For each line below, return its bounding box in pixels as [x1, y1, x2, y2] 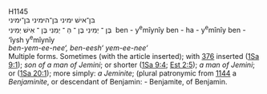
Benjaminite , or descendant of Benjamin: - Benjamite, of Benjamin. [8, 77, 228, 87]
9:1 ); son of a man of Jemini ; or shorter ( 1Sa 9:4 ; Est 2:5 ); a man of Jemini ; [8, 60, 255, 70]
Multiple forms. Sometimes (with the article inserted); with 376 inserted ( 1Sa [8, 52, 260, 61]
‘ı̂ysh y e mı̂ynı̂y [8, 33, 55, 45]
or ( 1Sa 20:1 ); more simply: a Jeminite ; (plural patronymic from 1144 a [8, 69, 237, 78]
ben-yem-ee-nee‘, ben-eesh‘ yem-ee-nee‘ [8, 43, 148, 53]
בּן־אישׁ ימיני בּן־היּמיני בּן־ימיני [8, 15, 95, 25]
